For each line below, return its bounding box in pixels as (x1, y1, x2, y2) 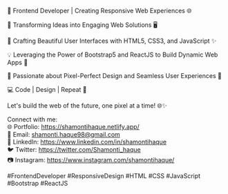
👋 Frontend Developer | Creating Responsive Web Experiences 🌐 (7, 7, 192, 14)
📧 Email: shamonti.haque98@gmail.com (7, 130, 121, 138)
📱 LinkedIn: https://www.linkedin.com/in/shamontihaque (7, 138, 167, 146)
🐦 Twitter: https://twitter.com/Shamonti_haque (7, 146, 141, 153)
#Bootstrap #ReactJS (7, 180, 68, 187)
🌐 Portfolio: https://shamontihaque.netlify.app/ (7, 123, 140, 130)
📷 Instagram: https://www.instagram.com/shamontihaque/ (7, 156, 175, 164)
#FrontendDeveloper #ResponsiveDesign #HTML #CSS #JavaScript (7, 172, 201, 180)
